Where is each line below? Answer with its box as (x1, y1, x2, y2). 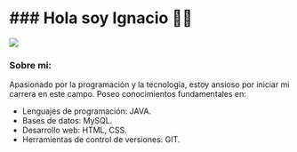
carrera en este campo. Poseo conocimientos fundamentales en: (9, 89, 246, 100)
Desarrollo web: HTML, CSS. (21, 124, 127, 136)
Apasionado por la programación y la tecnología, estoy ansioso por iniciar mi (9, 79, 290, 90)
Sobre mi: (9, 59, 52, 71)
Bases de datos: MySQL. (21, 116, 113, 126)
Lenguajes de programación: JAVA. (21, 106, 152, 116)
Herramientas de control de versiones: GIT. (21, 134, 181, 145)
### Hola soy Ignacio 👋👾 (9, 8, 193, 28)
